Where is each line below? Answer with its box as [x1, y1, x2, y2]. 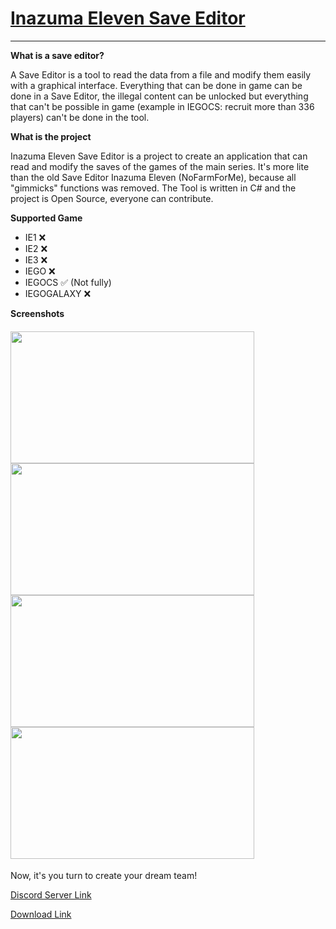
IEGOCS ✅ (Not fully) [24, 276, 112, 288]
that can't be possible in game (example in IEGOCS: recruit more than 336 [10, 100, 315, 112]
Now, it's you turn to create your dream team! [10, 870, 198, 882]
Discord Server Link [10, 889, 92, 901]
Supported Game [10, 212, 83, 224]
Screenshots [10, 307, 65, 319]
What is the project [10, 130, 92, 142]
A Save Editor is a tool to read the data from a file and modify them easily [10, 68, 312, 81]
